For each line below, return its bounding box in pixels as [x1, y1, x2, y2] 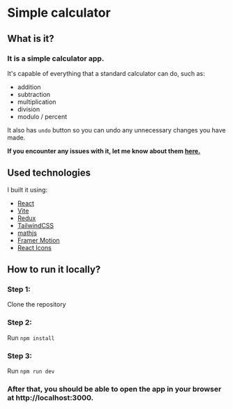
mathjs [17, 229, 37, 237]
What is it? [7, 33, 54, 45]
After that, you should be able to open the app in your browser [7, 384, 222, 394]
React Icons [17, 243, 52, 252]
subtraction [17, 90, 51, 98]
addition [17, 82, 41, 91]
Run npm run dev [7, 366, 55, 375]
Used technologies [7, 167, 91, 179]
